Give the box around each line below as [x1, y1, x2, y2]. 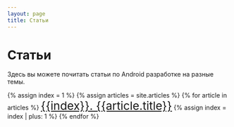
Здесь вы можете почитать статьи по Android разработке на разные [7, 70, 214, 79]
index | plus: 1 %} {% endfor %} [7, 112, 99, 121]
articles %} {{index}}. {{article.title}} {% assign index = [7, 99, 227, 113]
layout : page [7, 10, 46, 18]
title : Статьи [7, 17, 49, 24]
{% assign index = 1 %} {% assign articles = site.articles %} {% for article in [7, 91, 228, 100]
